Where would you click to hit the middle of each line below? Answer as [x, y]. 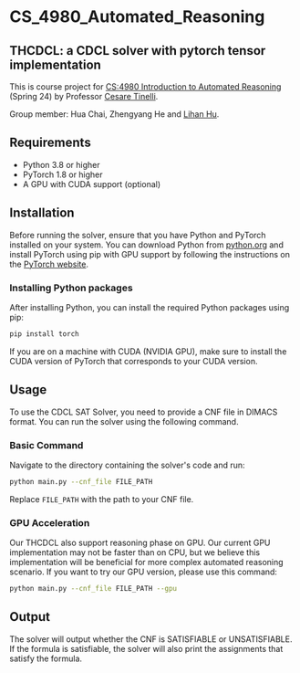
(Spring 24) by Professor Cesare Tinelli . [84, 96]
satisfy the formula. [46, 658]
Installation [42, 213]
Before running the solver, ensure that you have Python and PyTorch [138, 235]
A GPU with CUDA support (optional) [92, 184]
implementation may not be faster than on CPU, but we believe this [135, 552]
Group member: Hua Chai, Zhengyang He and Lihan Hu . [114, 114]
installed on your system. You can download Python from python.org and [147, 245]
